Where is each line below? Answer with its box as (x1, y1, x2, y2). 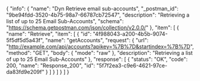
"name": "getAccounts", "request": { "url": (45, 37, 149, 43)
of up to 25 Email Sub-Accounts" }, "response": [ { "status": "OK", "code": (6, 56, 188, 63)
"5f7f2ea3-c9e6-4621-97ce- (96, 62, 168, 69)
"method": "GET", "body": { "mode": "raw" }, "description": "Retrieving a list (6, 49, 193, 56)
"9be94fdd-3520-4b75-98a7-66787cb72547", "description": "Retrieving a (6, 11, 190, 18)
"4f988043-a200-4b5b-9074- (93, 30, 168, 38)
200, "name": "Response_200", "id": (6, 62, 96, 69)
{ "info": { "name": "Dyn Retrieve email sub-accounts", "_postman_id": (6, 5, 179, 12)
